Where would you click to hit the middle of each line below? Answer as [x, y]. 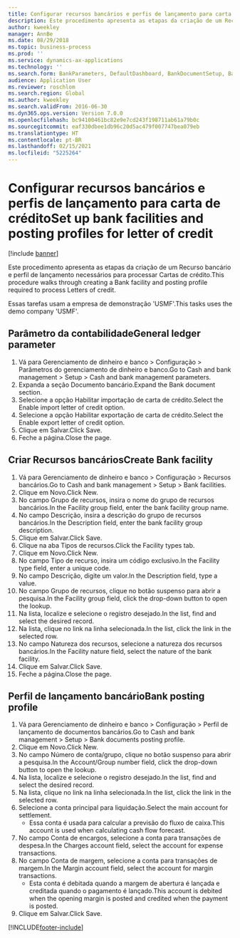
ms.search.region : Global [46, 93]
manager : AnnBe [31, 34]
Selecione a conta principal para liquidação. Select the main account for [123, 808]
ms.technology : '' [35, 67]
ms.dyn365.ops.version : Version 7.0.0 [66, 113]
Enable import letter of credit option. [72, 407]
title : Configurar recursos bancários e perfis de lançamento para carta [120, 14]
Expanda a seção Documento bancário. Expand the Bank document [117, 385]
